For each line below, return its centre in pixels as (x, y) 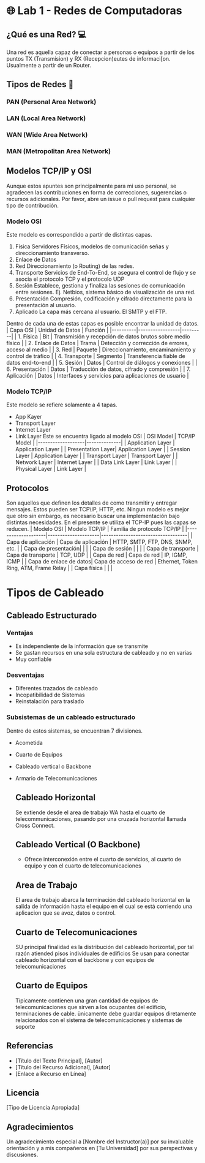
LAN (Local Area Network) (46, 118)
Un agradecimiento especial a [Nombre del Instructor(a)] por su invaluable (100, 1142)
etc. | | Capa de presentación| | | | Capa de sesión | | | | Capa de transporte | (102, 549)
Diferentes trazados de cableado (56, 688)
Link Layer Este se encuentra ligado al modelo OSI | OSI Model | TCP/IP (105, 437)
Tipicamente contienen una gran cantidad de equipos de (87, 1001)
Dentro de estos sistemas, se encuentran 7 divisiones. (74, 731)
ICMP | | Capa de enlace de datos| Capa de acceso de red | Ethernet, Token (102, 562)
